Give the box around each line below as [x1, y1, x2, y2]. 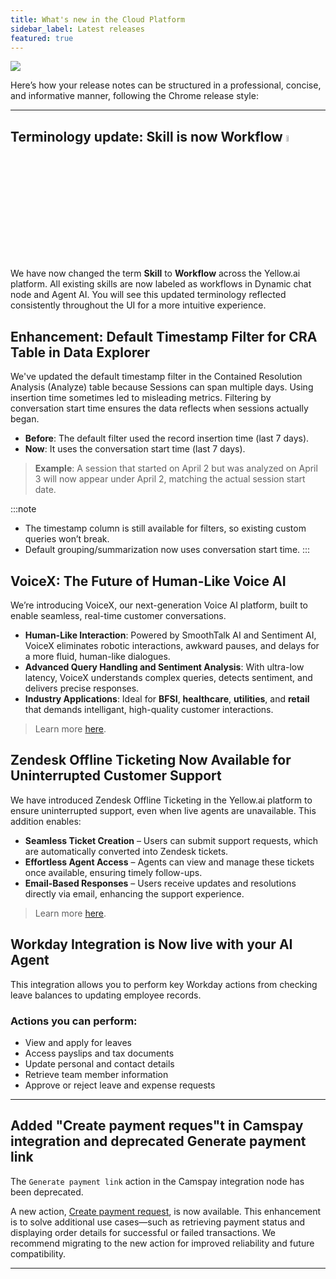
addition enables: [10, 815, 82, 827]
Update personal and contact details [24, 1057, 175, 1070]
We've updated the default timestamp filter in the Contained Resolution [10, 371, 303, 383]
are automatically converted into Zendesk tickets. [24, 845, 229, 857]
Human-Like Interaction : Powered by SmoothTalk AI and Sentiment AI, [24, 629, 317, 641]
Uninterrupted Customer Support [10, 767, 222, 785]
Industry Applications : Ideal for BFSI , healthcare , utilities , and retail [24, 693, 310, 705]
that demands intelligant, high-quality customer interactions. [24, 704, 274, 716]
